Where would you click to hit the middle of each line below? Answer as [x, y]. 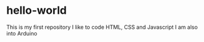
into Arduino [22, 33]
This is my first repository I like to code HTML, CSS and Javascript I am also [102, 27]
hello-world [37, 10]
